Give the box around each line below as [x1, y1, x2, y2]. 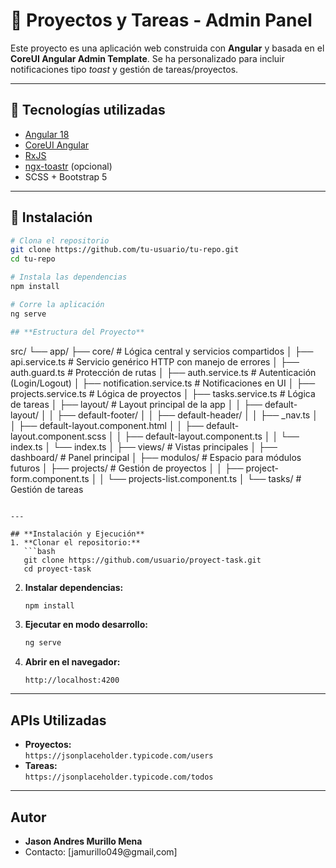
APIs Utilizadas [10, 712, 107, 729]
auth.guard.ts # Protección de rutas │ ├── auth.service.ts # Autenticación [10, 366, 317, 378]
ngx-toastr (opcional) [24, 160, 113, 172]
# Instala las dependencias [10, 272, 128, 283]
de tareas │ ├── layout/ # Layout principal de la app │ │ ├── [10, 398, 263, 410]
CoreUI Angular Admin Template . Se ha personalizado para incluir [10, 52, 285, 64]
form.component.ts [10, 472, 90, 484]
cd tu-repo [10, 254, 56, 264]
